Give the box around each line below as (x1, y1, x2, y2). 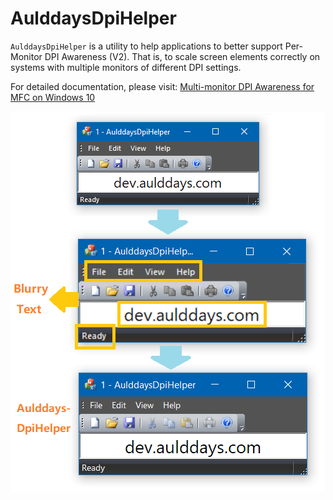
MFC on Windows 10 (10, 91, 96, 103)
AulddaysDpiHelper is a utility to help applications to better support (10, 40, 283, 52)
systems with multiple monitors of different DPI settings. (10, 61, 242, 73)
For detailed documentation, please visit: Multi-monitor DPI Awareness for (10, 80, 315, 92)
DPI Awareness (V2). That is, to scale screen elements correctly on (44, 50, 321, 62)
